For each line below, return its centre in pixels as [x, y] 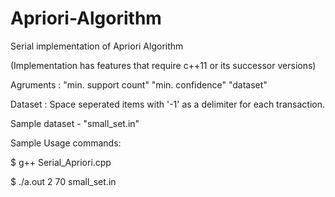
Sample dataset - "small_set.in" [75, 123]
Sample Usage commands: [66, 143]
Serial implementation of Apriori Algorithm [97, 46]
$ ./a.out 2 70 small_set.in [63, 181]
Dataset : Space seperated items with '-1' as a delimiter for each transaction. [168, 104]
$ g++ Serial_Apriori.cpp [61, 162]
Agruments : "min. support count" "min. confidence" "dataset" [139, 84]
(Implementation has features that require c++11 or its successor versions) [163, 65]
